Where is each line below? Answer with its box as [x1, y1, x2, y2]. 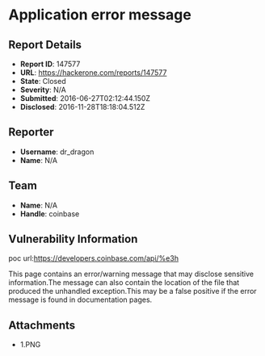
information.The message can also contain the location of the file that [8, 278, 240, 287]
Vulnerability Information [8, 232, 138, 246]
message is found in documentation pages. [8, 295, 153, 304]
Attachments [8, 318, 76, 332]
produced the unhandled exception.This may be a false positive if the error [8, 287, 257, 296]
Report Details [8, 38, 82, 52]
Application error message [8, 6, 191, 24]
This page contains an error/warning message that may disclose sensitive [8, 269, 254, 279]
